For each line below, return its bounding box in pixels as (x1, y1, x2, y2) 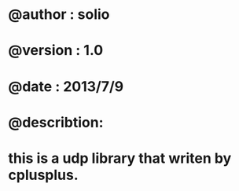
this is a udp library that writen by (8, 149, 232, 167)
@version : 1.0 (8, 42, 104, 60)
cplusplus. (8, 166, 79, 184)
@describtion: (8, 113, 104, 131)
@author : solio (8, 6, 110, 24)
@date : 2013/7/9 (8, 77, 124, 95)
